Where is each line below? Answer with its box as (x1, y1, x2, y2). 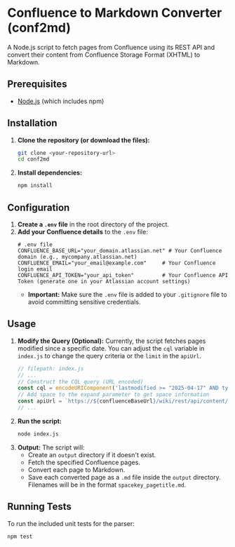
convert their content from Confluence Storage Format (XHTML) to (7, 50, 201, 59)
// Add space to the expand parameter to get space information (17, 391, 210, 398)
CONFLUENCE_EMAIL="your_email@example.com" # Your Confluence (17, 259, 216, 266)
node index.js (17, 430, 59, 438)
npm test (7, 533, 33, 540)
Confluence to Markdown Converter (7, 5, 222, 21)
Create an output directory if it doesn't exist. (27, 450, 156, 459)
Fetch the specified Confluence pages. (27, 458, 140, 466)
